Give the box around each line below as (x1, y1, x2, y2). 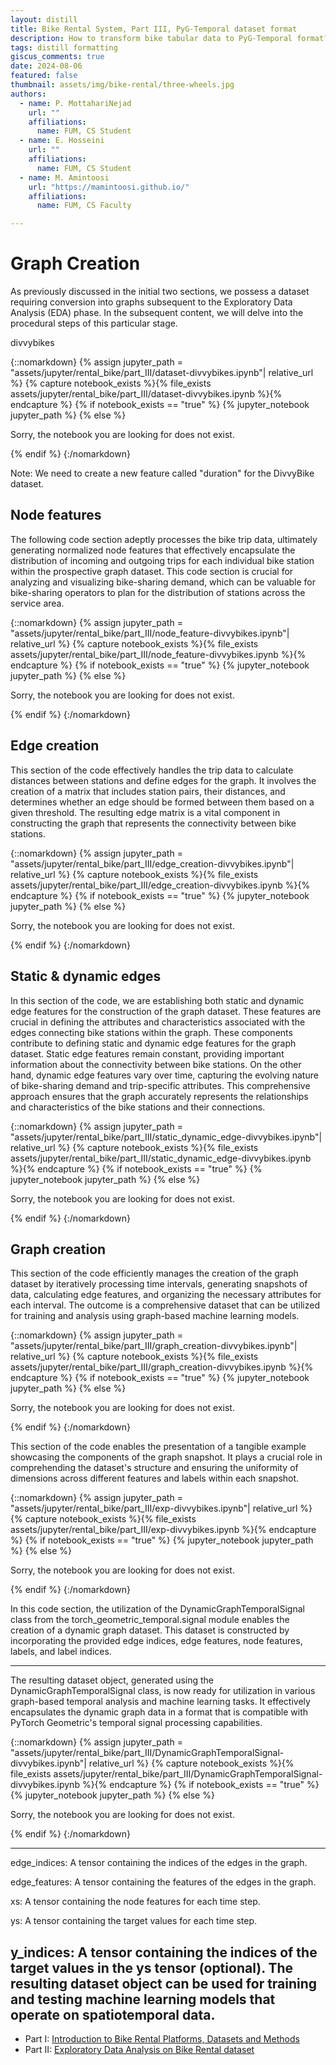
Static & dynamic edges (10, 968, 162, 985)
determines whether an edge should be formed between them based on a (10, 796, 315, 808)
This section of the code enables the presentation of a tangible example (10, 1441, 307, 1453)
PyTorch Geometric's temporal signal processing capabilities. (10, 1717, 263, 1729)
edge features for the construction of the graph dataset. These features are (10, 1005, 322, 1017)
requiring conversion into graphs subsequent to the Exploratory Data (10, 296, 293, 308)
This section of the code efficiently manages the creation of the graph (10, 1267, 299, 1280)
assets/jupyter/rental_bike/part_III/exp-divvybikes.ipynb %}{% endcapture (10, 1524, 317, 1536)
